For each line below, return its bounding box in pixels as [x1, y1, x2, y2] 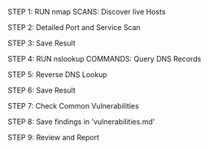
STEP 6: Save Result [7, 85, 76, 95]
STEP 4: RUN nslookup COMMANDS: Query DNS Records [7, 54, 202, 63]
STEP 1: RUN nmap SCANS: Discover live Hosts [7, 7, 166, 16]
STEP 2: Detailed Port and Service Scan [7, 23, 142, 32]
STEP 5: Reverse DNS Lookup [7, 70, 107, 79]
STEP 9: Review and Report [7, 133, 99, 142]
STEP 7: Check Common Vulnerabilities [7, 101, 139, 110]
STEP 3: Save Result [7, 38, 76, 48]
